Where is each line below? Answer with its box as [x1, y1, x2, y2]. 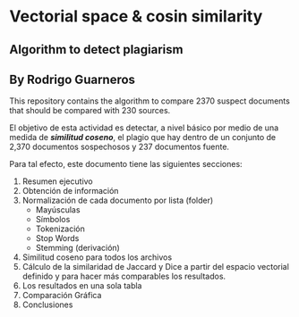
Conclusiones [21, 299, 73, 310]
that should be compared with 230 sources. [9, 105, 171, 116]
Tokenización [35, 223, 85, 234]
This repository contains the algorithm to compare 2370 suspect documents [9, 96, 291, 106]
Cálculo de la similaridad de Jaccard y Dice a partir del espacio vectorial [21, 262, 289, 272]
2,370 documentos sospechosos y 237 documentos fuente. [9, 141, 230, 153]
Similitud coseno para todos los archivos [21, 252, 173, 263]
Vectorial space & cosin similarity [9, 6, 263, 27]
